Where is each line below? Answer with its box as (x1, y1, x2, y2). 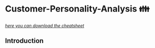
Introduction (5, 37, 44, 45)
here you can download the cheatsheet (5, 22, 85, 29)
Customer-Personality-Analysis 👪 (5, 3, 150, 15)
